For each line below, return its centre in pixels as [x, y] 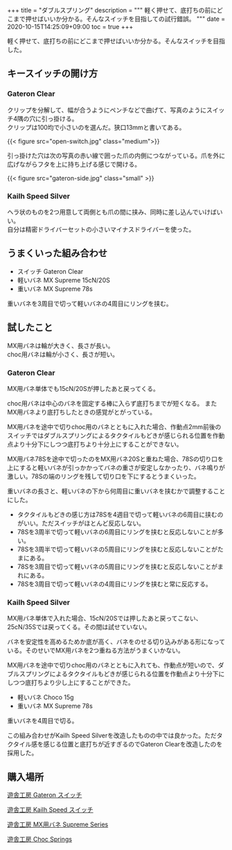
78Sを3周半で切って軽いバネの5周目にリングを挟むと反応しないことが [117, 549]
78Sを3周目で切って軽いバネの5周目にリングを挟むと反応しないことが [117, 566]
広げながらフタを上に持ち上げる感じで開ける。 [74, 164]
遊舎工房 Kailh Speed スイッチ [50, 810]
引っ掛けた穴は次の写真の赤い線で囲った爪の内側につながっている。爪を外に [116, 156]
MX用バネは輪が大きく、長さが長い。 [61, 345]
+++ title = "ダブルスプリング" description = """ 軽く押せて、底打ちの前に [112, 10]
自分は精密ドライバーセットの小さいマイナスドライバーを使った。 [101, 229]
